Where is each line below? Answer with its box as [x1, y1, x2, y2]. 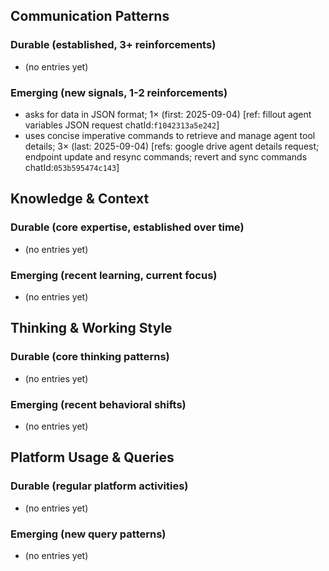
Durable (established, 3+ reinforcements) [10, 38, 217, 52]
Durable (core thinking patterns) [10, 350, 170, 364]
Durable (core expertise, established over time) [10, 220, 245, 234]
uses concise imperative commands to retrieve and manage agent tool [24, 129, 316, 141]
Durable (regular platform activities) [10, 479, 189, 493]
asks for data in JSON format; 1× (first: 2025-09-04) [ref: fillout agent [24, 108, 312, 120]
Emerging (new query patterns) [10, 527, 167, 541]
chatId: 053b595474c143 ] [24, 161, 120, 173]
